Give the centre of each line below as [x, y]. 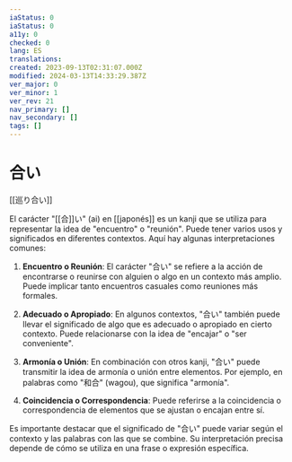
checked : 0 [30, 43]
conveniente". [48, 343]
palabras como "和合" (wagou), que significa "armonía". [126, 382]
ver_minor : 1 [34, 92]
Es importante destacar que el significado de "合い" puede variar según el [146, 428]
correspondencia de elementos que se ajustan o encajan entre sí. [143, 410]
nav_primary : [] [40, 109]
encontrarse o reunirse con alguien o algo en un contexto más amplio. [152, 276]
